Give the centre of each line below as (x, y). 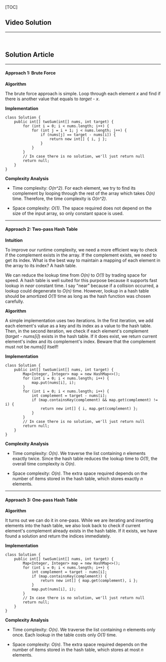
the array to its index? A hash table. (41, 266)
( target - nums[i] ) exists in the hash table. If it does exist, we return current (81, 336)
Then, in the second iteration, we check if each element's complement (77, 331)
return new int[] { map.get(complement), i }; (89, 581)
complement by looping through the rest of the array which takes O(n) (83, 193)
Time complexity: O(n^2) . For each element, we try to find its (74, 188)
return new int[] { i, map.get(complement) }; (89, 409)
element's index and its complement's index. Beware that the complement (81, 342)
